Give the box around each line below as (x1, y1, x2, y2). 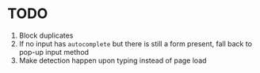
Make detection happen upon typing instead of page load (18, 56, 207, 65)
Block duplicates (18, 31, 74, 40)
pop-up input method (18, 47, 89, 57)
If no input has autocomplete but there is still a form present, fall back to (18, 38, 253, 48)
